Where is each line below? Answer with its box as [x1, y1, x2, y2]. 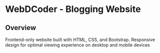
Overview [5, 23, 37, 32]
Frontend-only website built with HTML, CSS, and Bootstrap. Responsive [5, 36, 155, 42]
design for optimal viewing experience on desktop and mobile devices [5, 42, 150, 48]
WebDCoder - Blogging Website [5, 3, 141, 15]
